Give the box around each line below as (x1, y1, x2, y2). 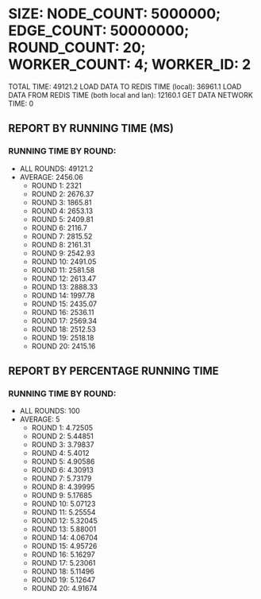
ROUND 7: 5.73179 (31, 474, 93, 484)
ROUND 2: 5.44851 (31, 431, 94, 441)
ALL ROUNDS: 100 (19, 406, 81, 416)
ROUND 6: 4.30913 (31, 465, 94, 475)
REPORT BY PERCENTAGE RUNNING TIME (8, 364, 220, 378)
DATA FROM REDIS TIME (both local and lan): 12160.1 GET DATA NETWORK (8, 90, 254, 99)
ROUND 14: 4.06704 (31, 533, 98, 543)
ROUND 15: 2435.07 (31, 299, 98, 309)
